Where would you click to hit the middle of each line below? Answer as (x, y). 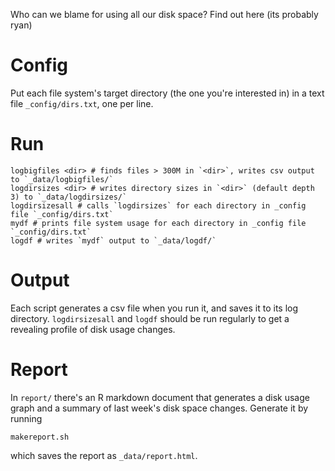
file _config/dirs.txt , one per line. (82, 103)
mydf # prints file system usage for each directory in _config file (158, 223)
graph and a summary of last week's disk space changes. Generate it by (159, 408)
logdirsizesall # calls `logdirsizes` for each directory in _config (158, 205)
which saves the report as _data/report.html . (104, 455)
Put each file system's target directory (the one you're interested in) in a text (167, 93)
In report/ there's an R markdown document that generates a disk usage (160, 397)
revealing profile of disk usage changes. (93, 329)
